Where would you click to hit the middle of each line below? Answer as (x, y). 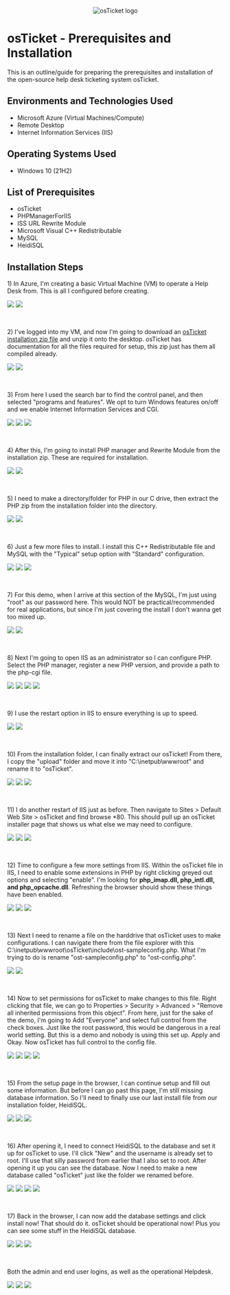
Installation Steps (45, 267)
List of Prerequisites (51, 192)
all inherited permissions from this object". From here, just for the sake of (110, 1013)
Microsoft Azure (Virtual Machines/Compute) (81, 118)
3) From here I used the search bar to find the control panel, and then (105, 395)
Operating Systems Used (62, 154)
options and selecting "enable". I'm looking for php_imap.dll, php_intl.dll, (111, 880)
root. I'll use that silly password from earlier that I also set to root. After (107, 1161)
